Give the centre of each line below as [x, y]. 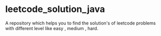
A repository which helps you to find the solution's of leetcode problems [80, 23]
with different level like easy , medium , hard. [52, 28]
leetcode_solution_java [55, 9]
